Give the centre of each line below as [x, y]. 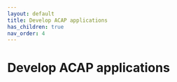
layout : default [31, 14]
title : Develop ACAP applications [58, 20]
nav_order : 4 [26, 33]
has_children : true [36, 27]
